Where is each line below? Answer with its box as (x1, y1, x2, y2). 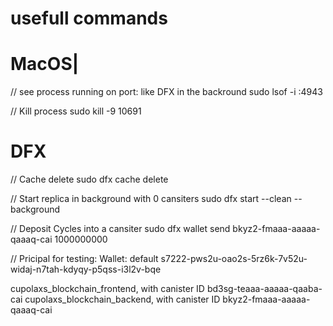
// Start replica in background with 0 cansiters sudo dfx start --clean (10, 193, 292, 205)
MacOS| (10, 53, 80, 76)
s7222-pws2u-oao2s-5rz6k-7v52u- (160, 253, 308, 265)
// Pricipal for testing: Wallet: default (10, 253, 159, 265)
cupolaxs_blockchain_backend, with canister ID (24, 293, 221, 306)
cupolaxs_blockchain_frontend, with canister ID (10, 283, 205, 295)
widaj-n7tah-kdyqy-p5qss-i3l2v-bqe (10, 263, 162, 276)
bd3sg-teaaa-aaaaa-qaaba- (206, 283, 323, 295)
